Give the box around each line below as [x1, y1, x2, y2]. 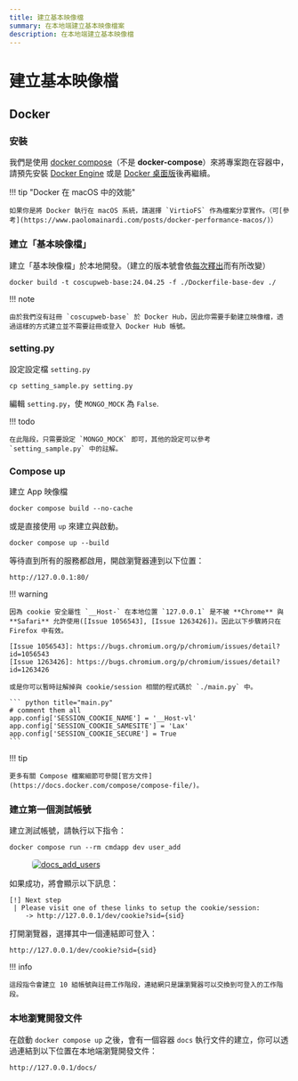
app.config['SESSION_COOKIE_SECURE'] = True [9, 729, 177, 739]
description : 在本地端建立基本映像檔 [9, 29, 134, 38]
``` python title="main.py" [9, 698, 114, 708]
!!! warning [9, 589, 49, 599]
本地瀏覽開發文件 [9, 1012, 83, 1025]
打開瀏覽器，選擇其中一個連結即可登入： [9, 928, 157, 939]
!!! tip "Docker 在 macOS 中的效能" [9, 187, 136, 198]
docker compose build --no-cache [9, 504, 133, 513]
